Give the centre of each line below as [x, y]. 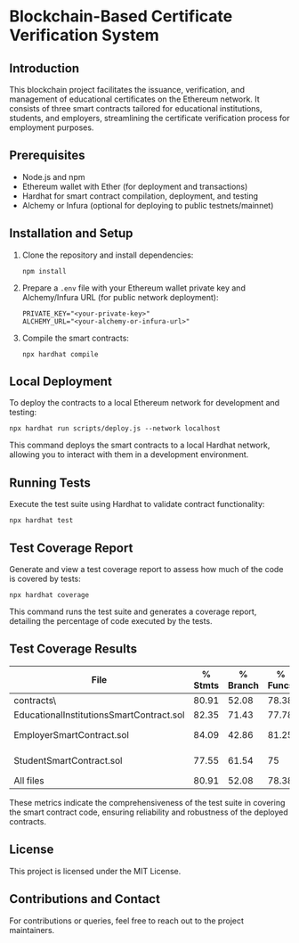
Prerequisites [47, 156]
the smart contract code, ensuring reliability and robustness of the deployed [149, 812]
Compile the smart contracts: [75, 338]
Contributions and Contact [85, 899]
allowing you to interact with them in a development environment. [129, 455]
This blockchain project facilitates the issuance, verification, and [127, 90]
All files [29, 780]
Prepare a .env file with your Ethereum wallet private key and [134, 288]
